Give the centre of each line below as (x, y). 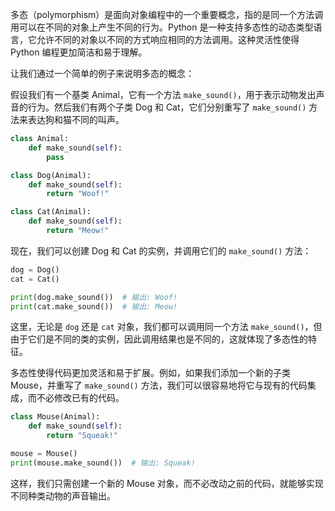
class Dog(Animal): (51, 175)
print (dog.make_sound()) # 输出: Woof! (94, 297)
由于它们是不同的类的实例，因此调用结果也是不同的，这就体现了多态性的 (159, 339)
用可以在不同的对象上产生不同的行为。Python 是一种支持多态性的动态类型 (162, 27)
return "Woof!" (78, 194)
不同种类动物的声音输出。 (63, 495)
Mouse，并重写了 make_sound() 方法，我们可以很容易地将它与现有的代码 (159, 385)
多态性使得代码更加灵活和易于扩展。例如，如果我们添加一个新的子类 (150, 373)
